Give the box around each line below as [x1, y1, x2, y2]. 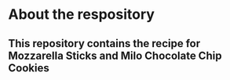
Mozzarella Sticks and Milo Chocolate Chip [8, 49, 222, 62]
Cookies [8, 61, 49, 75]
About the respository [8, 5, 155, 24]
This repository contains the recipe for [8, 37, 201, 50]
